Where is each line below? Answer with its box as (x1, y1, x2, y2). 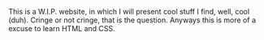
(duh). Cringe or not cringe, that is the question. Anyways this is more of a (8, 15, 256, 25)
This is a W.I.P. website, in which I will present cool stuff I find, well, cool (8, 7, 250, 16)
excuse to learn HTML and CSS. (8, 24, 115, 33)
